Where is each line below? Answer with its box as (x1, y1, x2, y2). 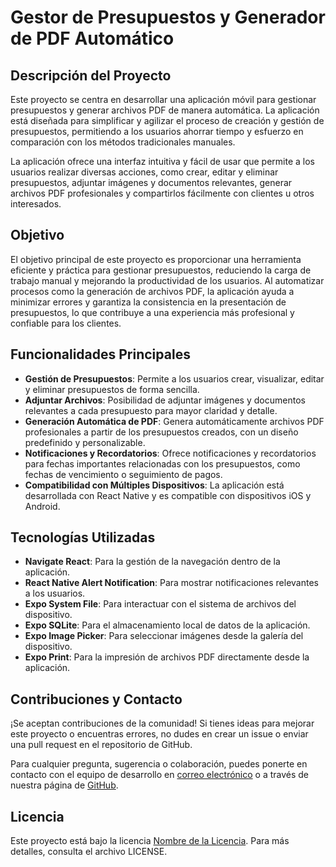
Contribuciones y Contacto (10, 691, 183, 708)
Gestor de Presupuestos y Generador (10, 6, 326, 29)
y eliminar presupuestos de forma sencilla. (24, 383, 200, 395)
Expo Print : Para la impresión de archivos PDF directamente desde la (24, 651, 310, 663)
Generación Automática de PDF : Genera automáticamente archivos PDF (24, 415, 325, 427)
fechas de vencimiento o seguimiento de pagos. (24, 468, 223, 480)
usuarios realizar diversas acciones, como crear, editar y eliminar (10, 166, 279, 178)
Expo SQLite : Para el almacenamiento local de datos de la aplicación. (24, 619, 311, 631)
